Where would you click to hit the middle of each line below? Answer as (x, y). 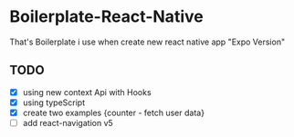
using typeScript (54, 103)
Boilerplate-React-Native (106, 17)
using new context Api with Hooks (87, 92)
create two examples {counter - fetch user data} (114, 113)
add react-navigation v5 (68, 122)
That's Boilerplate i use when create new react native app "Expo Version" (147, 42)
